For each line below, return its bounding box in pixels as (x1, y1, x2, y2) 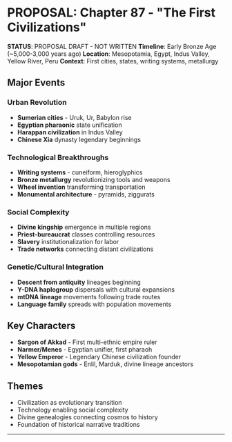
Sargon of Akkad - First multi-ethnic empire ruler (17, 338, 157, 346)
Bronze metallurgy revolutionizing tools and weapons (17, 175, 171, 183)
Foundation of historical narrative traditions (17, 421, 140, 429)
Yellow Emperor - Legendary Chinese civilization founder (17, 353, 182, 361)
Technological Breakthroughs (7, 152, 109, 162)
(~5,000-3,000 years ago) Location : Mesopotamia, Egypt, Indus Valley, (7, 50, 211, 58)
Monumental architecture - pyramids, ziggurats (17, 190, 155, 198)
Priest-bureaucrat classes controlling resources (17, 230, 155, 239)
